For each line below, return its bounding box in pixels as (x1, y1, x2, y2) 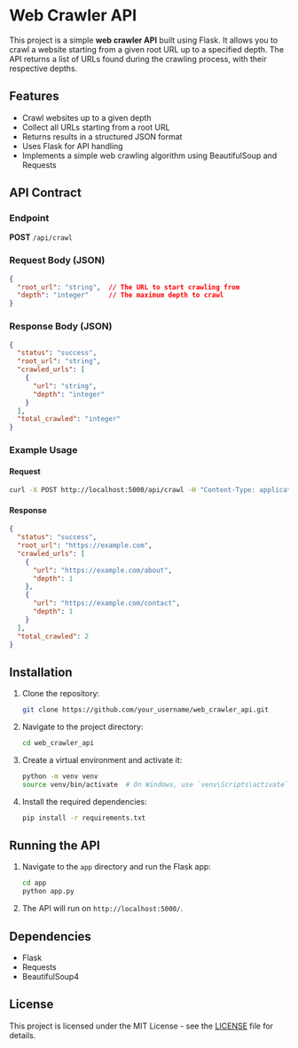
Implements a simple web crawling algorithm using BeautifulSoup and (21, 150, 278, 161)
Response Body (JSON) (9, 321, 113, 333)
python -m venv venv (21, 772, 98, 782)
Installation (9, 664, 73, 679)
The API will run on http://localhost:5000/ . (21, 903, 184, 914)
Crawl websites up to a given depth (21, 112, 153, 123)
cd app (21, 878, 47, 888)
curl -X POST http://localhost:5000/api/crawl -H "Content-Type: (9, 486, 255, 495)
